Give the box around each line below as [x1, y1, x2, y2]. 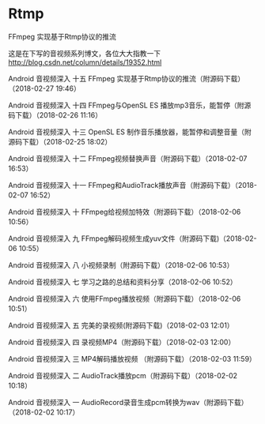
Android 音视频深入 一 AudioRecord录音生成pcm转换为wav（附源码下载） [8, 397, 248, 407]
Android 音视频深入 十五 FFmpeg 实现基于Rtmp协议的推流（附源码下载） [8, 73, 245, 83]
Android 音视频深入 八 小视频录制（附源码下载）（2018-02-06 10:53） [8, 260, 234, 269]
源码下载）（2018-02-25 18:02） [8, 137, 112, 146]
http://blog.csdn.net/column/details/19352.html [8, 57, 162, 67]
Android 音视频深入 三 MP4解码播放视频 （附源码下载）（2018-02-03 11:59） [8, 354, 257, 363]
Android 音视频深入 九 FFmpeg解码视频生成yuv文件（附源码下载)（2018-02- [8, 234, 257, 243]
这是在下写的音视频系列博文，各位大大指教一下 [8, 48, 161, 58]
